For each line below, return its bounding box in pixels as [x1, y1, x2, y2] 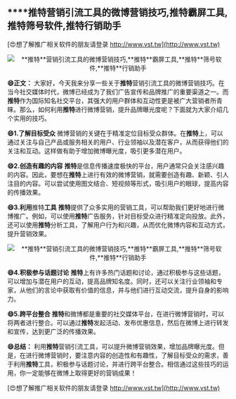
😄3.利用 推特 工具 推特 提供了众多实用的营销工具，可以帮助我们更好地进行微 [7, 203, 225, 211]
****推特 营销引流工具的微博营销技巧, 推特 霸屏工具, [7, 6, 228, 19]
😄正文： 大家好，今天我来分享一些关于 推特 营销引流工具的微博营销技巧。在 [7, 78, 225, 87]
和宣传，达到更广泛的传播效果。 [7, 327, 100, 336]
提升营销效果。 [7, 229, 51, 238]
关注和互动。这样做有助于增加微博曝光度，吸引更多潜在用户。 [7, 147, 186, 155]
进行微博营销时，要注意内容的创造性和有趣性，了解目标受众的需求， [25, 351, 223, 360]
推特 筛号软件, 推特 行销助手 [7, 20, 122, 32]
